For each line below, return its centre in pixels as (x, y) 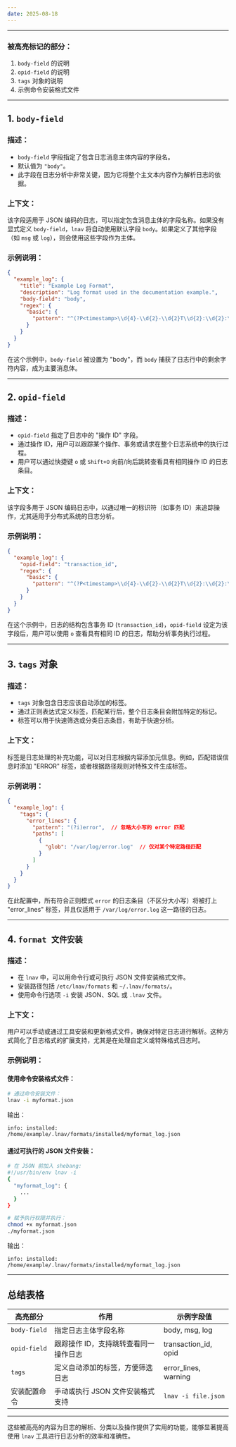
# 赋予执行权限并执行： (37, 1218)
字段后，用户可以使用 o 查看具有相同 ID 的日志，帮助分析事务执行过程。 (111, 633)
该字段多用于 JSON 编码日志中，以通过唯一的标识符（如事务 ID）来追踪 (111, 507)
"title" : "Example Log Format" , (67, 286)
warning (177, 1376)
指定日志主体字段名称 (89, 1330)
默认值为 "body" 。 (43, 166)
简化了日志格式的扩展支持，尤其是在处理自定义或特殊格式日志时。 (109, 1040)
